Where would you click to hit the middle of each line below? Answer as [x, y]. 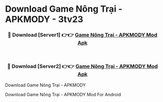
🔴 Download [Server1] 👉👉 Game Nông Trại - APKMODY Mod [82, 35]
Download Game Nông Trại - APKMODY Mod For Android [63, 94]
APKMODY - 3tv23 [44, 19]
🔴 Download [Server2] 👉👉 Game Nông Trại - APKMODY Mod [82, 66]
